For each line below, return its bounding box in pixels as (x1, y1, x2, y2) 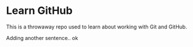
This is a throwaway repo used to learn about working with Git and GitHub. (6, 23, 188, 30)
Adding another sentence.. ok (6, 34, 78, 41)
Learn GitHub (6, 4, 73, 17)
